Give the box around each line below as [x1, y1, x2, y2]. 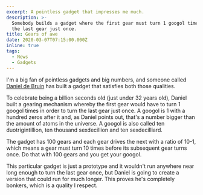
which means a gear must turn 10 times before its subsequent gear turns [6, 144, 187, 152]
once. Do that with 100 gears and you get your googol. [6, 150, 142, 158]
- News [11, 54, 28, 60]
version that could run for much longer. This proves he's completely [6, 175, 175, 182]
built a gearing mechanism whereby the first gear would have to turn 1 [6, 100, 181, 107]
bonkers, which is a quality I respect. [6, 182, 98, 189]
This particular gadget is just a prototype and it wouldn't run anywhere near [6, 162, 195, 170]
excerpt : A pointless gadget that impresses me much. [6, 8, 145, 15]
